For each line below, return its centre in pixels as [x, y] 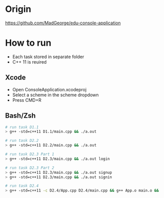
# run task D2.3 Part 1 [30, 154]
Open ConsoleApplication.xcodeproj [49, 89]
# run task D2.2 [22, 141]
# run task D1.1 [22, 127]
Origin [18, 9]
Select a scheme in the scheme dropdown [55, 95]
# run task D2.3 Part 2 [30, 168]
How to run [28, 43]
